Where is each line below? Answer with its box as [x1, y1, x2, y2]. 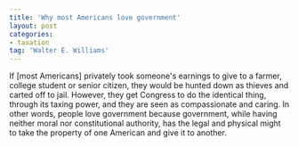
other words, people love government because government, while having [9, 109, 278, 119]
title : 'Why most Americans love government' [9, 12, 181, 22]
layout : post [9, 21, 58, 30]
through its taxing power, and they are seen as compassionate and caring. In [9, 99, 290, 110]
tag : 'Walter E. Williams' [9, 46, 109, 55]
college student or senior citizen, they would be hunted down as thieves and [9, 80, 289, 91]
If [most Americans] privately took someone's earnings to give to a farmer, [9, 70, 282, 81]
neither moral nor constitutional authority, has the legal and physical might [9, 118, 282, 129]
